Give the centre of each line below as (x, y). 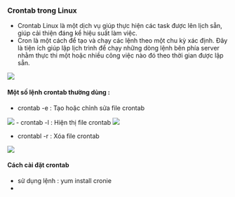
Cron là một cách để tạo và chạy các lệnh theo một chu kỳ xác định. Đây (122, 41)
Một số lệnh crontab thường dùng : (59, 92)
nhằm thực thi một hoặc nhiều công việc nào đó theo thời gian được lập (120, 55)
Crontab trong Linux (42, 11)
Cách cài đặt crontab (38, 165)
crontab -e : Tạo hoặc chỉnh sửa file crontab (81, 108)
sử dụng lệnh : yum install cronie (65, 180)
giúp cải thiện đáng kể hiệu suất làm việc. (78, 33)
